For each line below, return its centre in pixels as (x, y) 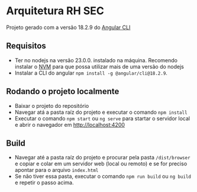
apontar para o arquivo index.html (56, 170)
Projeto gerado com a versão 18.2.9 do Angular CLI (68, 27)
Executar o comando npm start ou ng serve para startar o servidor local (102, 118)
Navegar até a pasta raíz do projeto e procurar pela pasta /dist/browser (102, 158)
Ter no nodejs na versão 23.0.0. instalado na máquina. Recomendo (96, 60)
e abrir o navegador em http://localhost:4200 (70, 124)
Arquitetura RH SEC (55, 11)
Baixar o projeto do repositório (52, 105)
